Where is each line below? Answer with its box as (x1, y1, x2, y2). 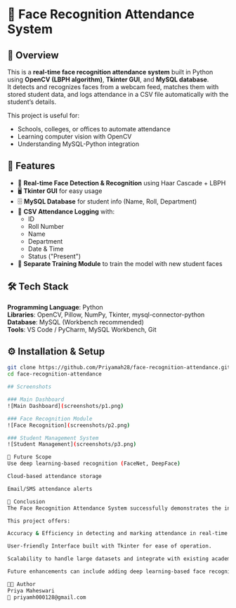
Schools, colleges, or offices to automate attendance (17, 125, 171, 133)
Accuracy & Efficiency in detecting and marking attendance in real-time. (7, 530, 231, 537)
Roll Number (27, 222, 65, 230)
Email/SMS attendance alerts (7, 485, 93, 492)
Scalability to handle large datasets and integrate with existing (7, 555, 209, 562)
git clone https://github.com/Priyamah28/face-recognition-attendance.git (7, 364, 231, 371)
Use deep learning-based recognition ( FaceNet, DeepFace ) (7, 460, 181, 468)
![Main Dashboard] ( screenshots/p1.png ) (7, 402, 124, 409)
